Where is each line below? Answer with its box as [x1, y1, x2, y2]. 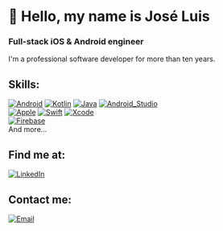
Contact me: [8, 192, 72, 206]
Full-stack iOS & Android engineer [8, 36, 144, 47]
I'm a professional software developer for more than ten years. [8, 54, 216, 64]
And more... [8, 125, 47, 134]
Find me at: [8, 148, 66, 162]
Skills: [8, 77, 40, 91]
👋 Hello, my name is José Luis [8, 7, 211, 26]
